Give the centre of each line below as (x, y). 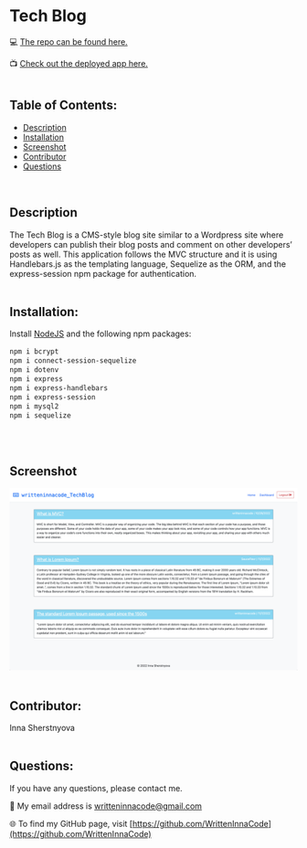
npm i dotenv (34, 370)
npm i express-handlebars (58, 388)
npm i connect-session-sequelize (73, 361)
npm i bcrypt (34, 352)
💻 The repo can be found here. (69, 41)
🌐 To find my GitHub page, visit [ (71, 823)
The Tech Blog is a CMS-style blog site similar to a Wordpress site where (147, 235)
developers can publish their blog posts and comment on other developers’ (151, 244)
